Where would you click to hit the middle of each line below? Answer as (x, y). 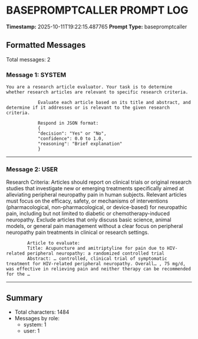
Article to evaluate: (54, 243)
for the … (18, 274)
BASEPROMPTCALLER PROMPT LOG (97, 10)
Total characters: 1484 (42, 312)
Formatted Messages (46, 45)
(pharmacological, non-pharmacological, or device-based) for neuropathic (97, 207)
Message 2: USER (32, 169)
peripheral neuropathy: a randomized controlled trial (96, 254)
